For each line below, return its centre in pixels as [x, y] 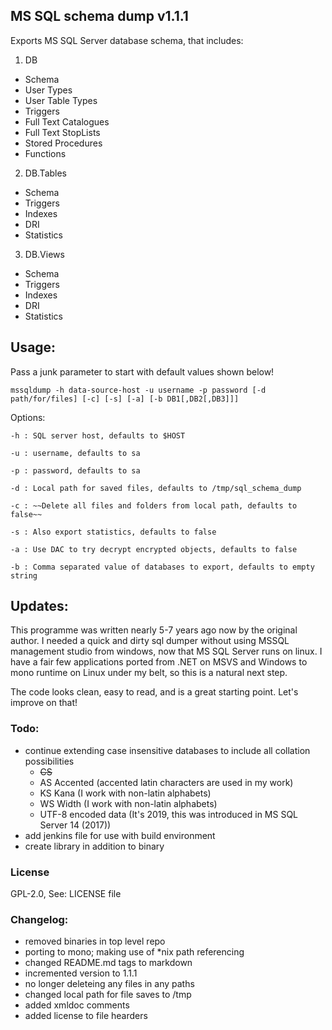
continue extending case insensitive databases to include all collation [167, 750]
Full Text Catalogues [67, 121]
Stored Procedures [63, 143]
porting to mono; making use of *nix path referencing [134, 952]
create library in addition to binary [94, 846]
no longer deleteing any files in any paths [109, 984]
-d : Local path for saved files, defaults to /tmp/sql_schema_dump [156, 488]
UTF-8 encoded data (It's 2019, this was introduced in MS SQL [169, 814]
